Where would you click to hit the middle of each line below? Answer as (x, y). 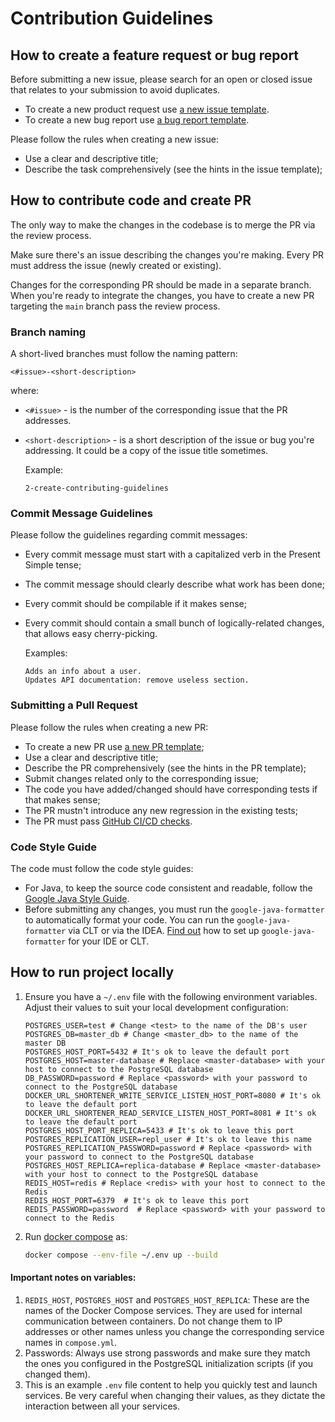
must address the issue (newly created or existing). (116, 265)
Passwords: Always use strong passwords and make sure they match (167, 1353)
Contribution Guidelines (112, 18)
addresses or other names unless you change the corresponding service (174, 1331)
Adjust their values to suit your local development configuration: (156, 1007)
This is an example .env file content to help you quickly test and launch (171, 1384)
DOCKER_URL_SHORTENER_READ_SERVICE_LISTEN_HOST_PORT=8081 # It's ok (170, 1113)
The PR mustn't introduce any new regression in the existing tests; (161, 810)
